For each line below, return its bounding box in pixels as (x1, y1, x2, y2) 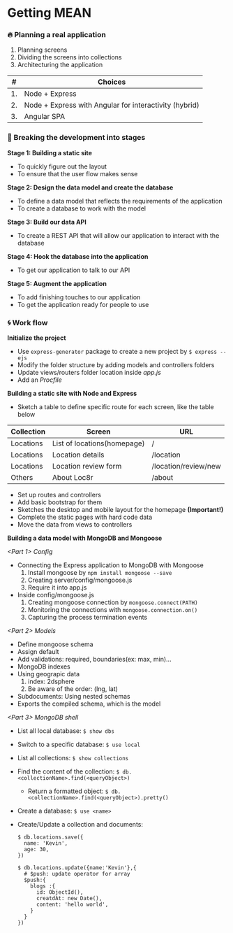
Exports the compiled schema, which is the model (17, 699, 161, 708)
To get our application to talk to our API (17, 266, 130, 274)
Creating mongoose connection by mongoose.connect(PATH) (27, 598, 198, 606)
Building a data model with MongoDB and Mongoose (7, 534, 163, 543)
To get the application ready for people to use (17, 300, 149, 308)
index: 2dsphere (27, 677, 75, 686)
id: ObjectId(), (36, 889, 84, 896)
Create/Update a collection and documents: (17, 820, 143, 829)
